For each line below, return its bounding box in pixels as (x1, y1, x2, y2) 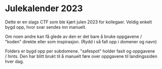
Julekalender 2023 (5, 3, 83, 14)
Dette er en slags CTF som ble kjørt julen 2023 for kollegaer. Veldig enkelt (5, 19, 152, 25)
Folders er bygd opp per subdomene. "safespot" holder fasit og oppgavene (5, 48, 155, 54)
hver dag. (5, 58, 24, 64)
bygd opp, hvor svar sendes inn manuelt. (5, 24, 87, 30)
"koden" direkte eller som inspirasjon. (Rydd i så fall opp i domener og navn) (5, 38, 157, 44)
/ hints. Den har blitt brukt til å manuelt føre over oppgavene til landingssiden (5, 53, 158, 59)
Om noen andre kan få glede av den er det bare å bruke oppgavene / (5, 34, 142, 39)
